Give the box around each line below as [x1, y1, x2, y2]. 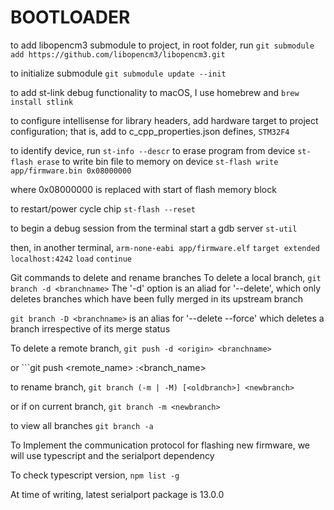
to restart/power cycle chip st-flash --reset [10, 202, 196, 215]
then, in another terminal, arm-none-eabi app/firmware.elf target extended [10, 241, 320, 253]
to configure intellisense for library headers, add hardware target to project [10, 114, 319, 126]
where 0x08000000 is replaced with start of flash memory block [10, 183, 277, 195]
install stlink [10, 97, 74, 107]
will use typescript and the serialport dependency [10, 449, 215, 461]
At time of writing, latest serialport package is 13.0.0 [10, 488, 225, 500]
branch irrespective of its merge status [10, 322, 171, 335]
